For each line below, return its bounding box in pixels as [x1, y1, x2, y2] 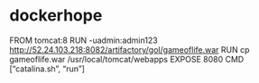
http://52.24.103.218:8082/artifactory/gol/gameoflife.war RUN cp [9, 44, 250, 54]
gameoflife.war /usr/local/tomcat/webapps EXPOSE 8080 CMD [9, 54, 245, 64]
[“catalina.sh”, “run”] [9, 63, 86, 74]
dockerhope [9, 5, 103, 26]
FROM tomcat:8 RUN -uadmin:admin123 [9, 35, 158, 46]
